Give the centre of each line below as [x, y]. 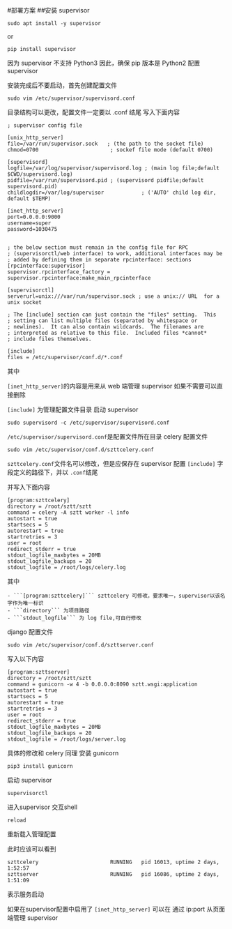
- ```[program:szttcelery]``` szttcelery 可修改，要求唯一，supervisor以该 [114, 596]
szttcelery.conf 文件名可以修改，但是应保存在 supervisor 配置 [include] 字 [115, 463]
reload [17, 820]
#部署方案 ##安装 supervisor [48, 10]
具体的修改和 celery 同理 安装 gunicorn [63, 753]
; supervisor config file [45, 126]
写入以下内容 [25, 659]
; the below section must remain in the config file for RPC [98, 248]
